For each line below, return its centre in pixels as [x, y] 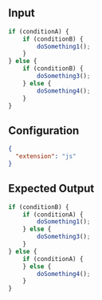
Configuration [44, 130]
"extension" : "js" [46, 156]
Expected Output [51, 189]
